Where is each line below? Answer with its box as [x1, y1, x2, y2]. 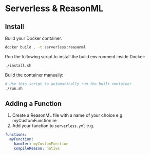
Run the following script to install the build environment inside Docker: [5, 53, 146, 59]
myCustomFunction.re [12, 118, 57, 124]
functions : [5, 133, 27, 137]
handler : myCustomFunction [14, 141, 69, 147]
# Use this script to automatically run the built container [5, 81, 132, 86]
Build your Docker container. [5, 35, 62, 41]
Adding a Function [5, 99, 62, 108]
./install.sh [5, 63, 32, 68]
